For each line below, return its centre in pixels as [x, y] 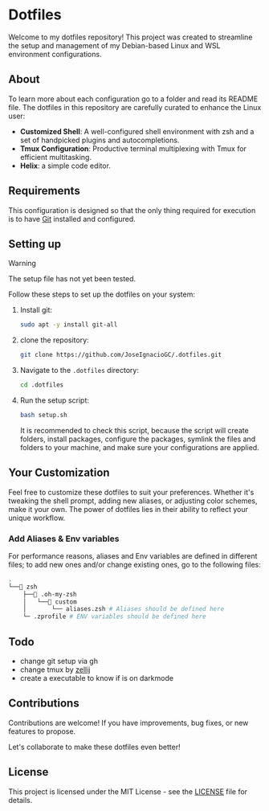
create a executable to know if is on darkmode [97, 678]
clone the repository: [55, 340]
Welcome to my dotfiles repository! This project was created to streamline [130, 37]
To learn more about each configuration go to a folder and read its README [133, 99]
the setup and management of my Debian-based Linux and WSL [114, 45]
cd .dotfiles [42, 385]
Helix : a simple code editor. [65, 166]
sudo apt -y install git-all [69, 325]
